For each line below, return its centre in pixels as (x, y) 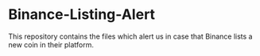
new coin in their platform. (51, 44)
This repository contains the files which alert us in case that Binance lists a (130, 36)
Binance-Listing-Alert (82, 15)
